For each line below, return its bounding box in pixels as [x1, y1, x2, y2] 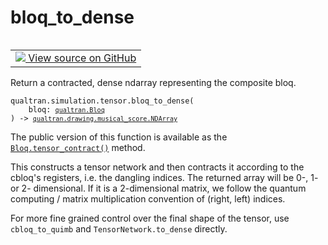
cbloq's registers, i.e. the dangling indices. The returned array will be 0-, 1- [10, 171, 319, 183]
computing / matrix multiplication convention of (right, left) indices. [10, 192, 286, 205]
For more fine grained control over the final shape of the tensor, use [10, 212, 290, 224]
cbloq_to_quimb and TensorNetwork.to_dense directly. [10, 222, 228, 235]
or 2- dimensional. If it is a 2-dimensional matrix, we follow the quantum [10, 182, 307, 194]
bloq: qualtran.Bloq [28, 104, 105, 115]
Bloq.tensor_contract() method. [10, 141, 146, 153]
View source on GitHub [28, 51, 137, 65]
